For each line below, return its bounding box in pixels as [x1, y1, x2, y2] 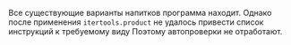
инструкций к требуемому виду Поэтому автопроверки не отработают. [8, 26, 283, 36]
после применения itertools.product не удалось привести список [8, 17, 264, 27]
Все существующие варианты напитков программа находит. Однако [8, 8, 272, 18]
